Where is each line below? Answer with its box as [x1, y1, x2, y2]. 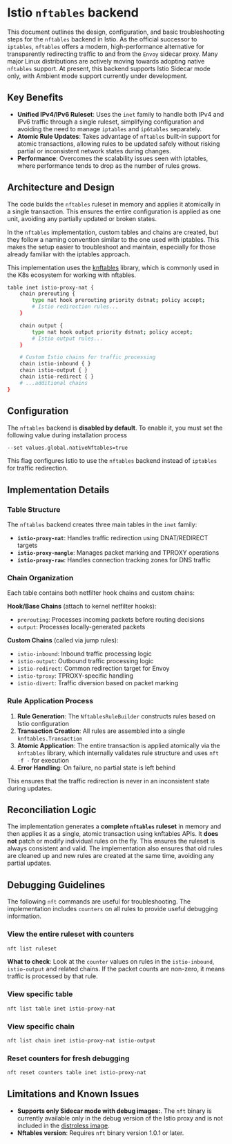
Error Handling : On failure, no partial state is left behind [17, 763, 176, 772]
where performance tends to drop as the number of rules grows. [17, 161, 201, 170]
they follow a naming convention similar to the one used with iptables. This [7, 235, 220, 243]
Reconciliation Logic [7, 804, 97, 816]
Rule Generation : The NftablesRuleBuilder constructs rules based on [17, 712, 215, 720]
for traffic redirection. [7, 464, 68, 473]
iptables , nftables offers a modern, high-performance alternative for [7, 42, 205, 50]
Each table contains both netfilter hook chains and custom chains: [7, 589, 195, 597]
